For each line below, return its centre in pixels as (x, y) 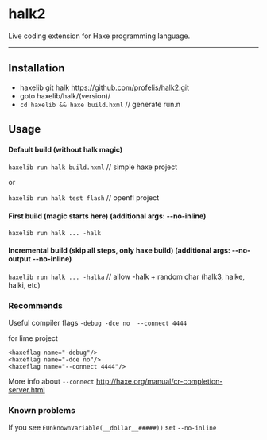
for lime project (33, 338)
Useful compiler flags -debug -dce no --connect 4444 (98, 323)
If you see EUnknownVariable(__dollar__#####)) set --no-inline (112, 428)
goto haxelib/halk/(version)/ (65, 95)
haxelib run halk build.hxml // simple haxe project (93, 167)
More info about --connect (52, 381)
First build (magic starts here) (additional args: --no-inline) (107, 216)
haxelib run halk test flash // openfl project (84, 198)
